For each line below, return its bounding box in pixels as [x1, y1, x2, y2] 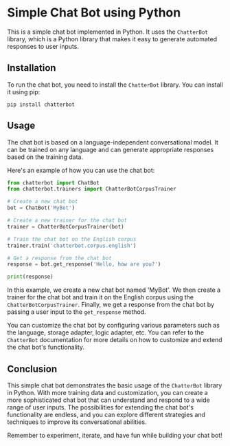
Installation [7, 62, 56, 74]
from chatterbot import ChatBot [7, 179, 100, 187]
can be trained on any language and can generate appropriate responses [7, 145, 214, 153]
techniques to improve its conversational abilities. [7, 418, 147, 426]
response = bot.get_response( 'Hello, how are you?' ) [7, 261, 161, 268]
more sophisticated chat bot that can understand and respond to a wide [7, 396, 211, 404]
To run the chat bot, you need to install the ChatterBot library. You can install [7, 81, 223, 89]
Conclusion [7, 363, 58, 374]
